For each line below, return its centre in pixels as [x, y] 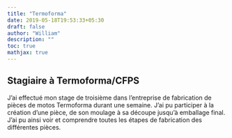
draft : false [26, 26]
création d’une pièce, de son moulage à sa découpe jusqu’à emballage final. [116, 112]
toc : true [22, 46]
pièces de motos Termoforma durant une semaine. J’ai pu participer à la [111, 105]
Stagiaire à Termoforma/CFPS [74, 81]
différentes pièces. [34, 127]
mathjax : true [28, 53]
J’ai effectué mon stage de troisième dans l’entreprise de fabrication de [109, 98]
